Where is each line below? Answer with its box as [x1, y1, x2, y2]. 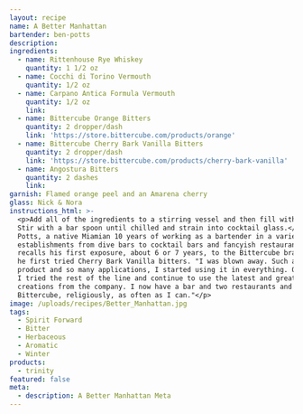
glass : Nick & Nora [9, 198, 83, 208]
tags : [9, 307, 30, 316]
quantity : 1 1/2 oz [25, 64, 99, 73]
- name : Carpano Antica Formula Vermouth [17, 89, 176, 98]
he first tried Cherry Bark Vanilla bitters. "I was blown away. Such [17, 257, 289, 267]
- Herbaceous [17, 333, 67, 342]
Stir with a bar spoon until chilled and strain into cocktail [17, 223, 260, 232]
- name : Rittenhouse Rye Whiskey [17, 55, 143, 64]
